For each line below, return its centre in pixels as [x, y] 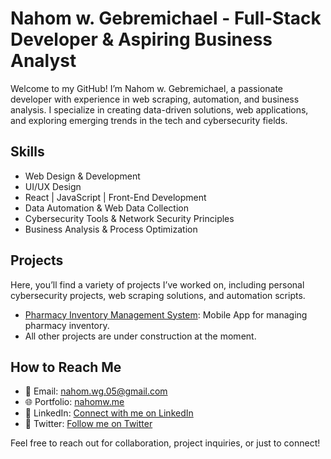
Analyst [43, 61]
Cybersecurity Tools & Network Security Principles [129, 218]
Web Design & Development [82, 176]
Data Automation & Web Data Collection [107, 208]
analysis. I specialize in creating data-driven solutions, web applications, [159, 109]
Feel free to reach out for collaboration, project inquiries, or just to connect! [165, 443]
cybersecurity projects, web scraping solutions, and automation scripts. [158, 295]
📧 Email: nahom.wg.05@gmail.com [96, 391]
